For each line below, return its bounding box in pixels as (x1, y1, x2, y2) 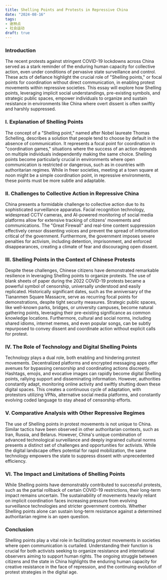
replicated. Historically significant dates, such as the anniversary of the (5, 289, 151, 295)
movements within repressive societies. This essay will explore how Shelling (5, 85, 162, 91)
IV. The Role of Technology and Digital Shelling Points (5, 344, 138, 351)
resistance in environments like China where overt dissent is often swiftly (5, 101, 155, 107)
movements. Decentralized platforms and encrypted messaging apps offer (5, 360, 158, 366)
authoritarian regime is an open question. (5, 514, 90, 520)
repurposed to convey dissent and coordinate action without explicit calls (5, 326, 156, 332)
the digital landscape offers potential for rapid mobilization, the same (5, 447, 147, 453)
